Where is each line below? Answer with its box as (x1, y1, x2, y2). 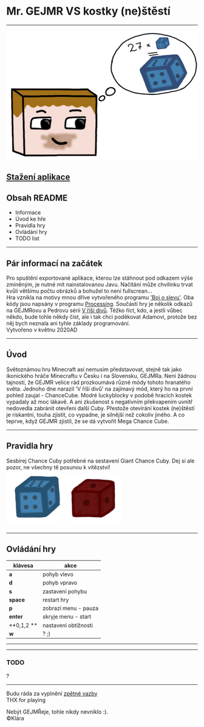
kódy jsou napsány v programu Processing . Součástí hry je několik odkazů (6, 300, 193, 308)
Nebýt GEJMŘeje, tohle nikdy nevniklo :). (6, 708, 108, 715)
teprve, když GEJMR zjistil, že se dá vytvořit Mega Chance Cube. (6, 417, 169, 425)
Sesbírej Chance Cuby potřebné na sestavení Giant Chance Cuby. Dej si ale (6, 457, 195, 464)
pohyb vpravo (42, 579, 78, 586)
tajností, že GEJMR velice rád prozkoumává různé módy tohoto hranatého (6, 378, 191, 386)
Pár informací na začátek (6, 258, 103, 269)
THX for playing (6, 696, 46, 703)
